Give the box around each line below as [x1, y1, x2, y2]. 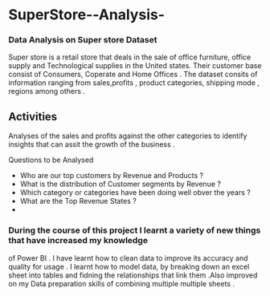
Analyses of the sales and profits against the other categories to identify [8, 131, 247, 141]
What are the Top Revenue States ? [19, 197, 137, 206]
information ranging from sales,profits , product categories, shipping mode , [8, 78, 260, 87]
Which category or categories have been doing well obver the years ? [19, 188, 251, 197]
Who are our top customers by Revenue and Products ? [19, 171, 203, 180]
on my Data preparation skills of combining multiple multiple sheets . [8, 278, 235, 288]
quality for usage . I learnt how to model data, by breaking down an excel [8, 262, 250, 271]
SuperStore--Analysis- [8, 6, 166, 24]
